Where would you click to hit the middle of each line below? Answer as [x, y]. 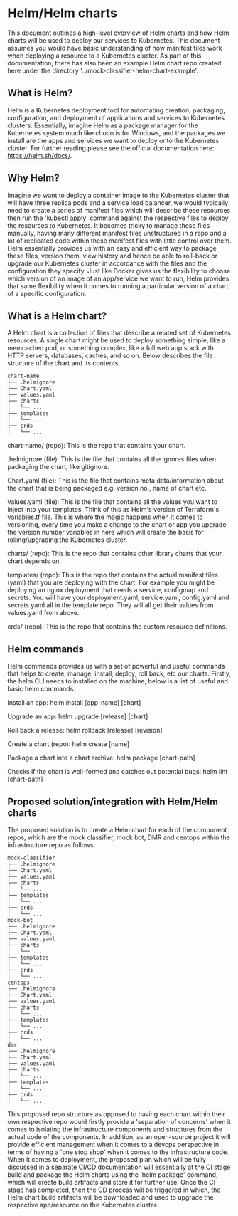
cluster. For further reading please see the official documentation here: [111, 148]
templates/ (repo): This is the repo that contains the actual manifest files [113, 575]
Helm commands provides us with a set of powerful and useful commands [116, 666]
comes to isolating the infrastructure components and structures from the [115, 1129]
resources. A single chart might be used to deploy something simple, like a [117, 340]
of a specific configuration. [47, 293]
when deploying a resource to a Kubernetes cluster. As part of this [104, 56]
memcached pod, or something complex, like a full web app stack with [111, 348]
